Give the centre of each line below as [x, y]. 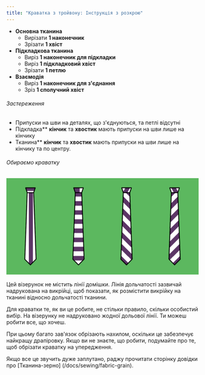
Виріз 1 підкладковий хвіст [60, 64]
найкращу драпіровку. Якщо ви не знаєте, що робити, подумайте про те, [101, 341]
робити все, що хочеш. [36, 322]
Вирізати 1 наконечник [54, 37]
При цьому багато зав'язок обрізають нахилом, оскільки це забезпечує [100, 334]
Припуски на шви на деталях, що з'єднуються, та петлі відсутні [98, 122]
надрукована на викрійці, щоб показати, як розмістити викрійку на [94, 291]
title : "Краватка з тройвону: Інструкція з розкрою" [75, 13]
